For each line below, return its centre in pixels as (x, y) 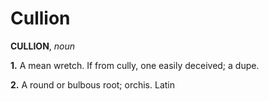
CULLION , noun (43, 46)
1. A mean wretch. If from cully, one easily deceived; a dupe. (135, 65)
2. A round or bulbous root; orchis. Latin (92, 84)
